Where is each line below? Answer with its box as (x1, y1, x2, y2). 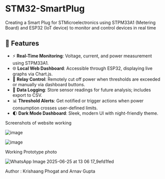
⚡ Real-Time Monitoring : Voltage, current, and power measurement (12, 53, 152, 59)
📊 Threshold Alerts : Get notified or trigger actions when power (12, 98, 144, 104)
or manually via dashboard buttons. (12, 81, 86, 87)
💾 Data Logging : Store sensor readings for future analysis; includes (12, 87, 151, 93)
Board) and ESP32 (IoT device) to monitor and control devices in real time (5, 24, 156, 30)
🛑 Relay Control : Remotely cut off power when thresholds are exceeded (12, 76, 161, 82)
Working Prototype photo (5, 149, 57, 155)
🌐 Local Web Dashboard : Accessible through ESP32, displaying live (12, 65, 153, 71)
